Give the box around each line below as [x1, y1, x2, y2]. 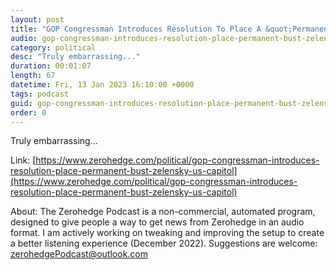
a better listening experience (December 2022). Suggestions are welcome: [10, 237, 318, 250]
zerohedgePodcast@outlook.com [10, 248, 149, 260]
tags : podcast [10, 89, 70, 99]
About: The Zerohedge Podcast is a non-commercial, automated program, [10, 206, 316, 218]
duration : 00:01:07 [10, 61, 92, 71]
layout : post [10, 14, 65, 25]
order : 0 [10, 107, 47, 118]
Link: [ [10, 154, 37, 166]
